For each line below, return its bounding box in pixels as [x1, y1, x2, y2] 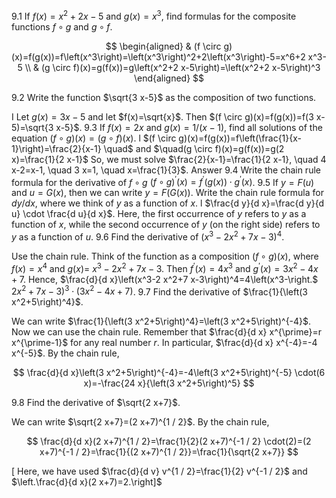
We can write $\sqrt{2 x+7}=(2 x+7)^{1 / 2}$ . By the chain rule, [11, 416, 270, 428]
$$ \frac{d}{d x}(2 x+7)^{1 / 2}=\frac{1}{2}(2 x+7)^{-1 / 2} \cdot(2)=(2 [26, 435, 312, 448]
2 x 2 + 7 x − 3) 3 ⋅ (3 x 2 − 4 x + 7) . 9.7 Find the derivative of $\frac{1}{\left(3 [11, 284, 308, 298]
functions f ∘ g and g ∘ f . [11, 20, 113, 33]
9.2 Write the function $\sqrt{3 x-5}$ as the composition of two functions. [11, 91, 317, 103]
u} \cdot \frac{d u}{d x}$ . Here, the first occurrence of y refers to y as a [11, 208, 307, 220]
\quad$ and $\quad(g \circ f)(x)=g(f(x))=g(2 [103, 142, 285, 154]
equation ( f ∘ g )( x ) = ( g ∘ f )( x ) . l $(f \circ [11, 132, 177, 144]
